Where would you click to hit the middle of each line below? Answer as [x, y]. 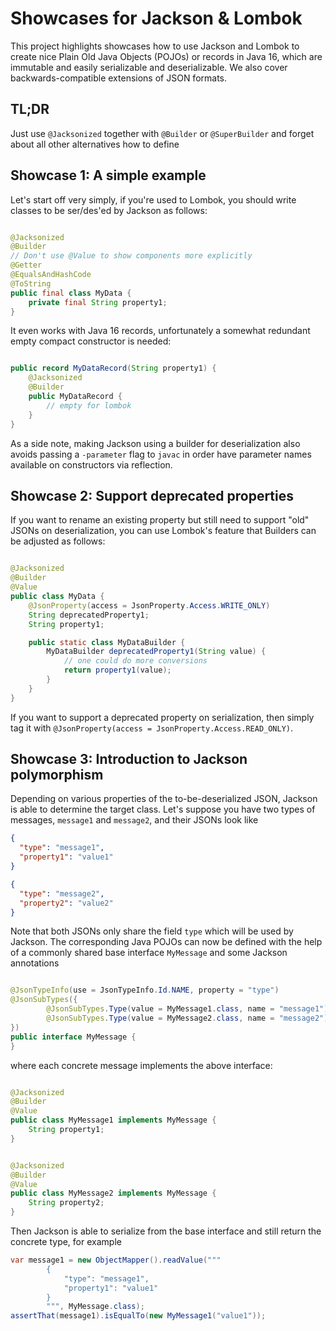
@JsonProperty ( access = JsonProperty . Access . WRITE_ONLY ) [149, 605]
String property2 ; [66, 1203]
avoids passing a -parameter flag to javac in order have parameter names [161, 454]
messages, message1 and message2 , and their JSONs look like [134, 820]
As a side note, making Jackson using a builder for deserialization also [155, 443]
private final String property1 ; [98, 302]
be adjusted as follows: [58, 541]
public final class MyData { [71, 293]
